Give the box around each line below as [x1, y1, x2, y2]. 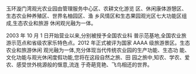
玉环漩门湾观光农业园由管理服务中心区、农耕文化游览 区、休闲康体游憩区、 [6, 5, 187, 12]
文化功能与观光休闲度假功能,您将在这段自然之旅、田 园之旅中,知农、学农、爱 [6, 54, 190, 61]
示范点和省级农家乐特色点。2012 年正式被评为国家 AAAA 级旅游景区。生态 [11, 40, 190, 46]
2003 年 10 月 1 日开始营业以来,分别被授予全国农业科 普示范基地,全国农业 [6, 32, 181, 39]
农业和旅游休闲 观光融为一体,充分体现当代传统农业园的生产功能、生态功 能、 [6, 47, 190, 54]
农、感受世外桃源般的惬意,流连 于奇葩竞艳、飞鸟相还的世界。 [6, 61, 153, 68]
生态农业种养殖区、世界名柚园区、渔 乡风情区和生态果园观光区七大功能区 [6, 12, 182, 19]
